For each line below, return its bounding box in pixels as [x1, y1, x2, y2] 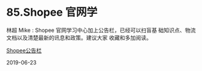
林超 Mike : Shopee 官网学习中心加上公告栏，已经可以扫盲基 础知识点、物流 [6, 26, 196, 34]
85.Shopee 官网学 [6, 5, 97, 19]
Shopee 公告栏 [6, 46, 42, 54]
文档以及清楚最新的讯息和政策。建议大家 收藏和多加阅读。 [6, 34, 152, 41]
